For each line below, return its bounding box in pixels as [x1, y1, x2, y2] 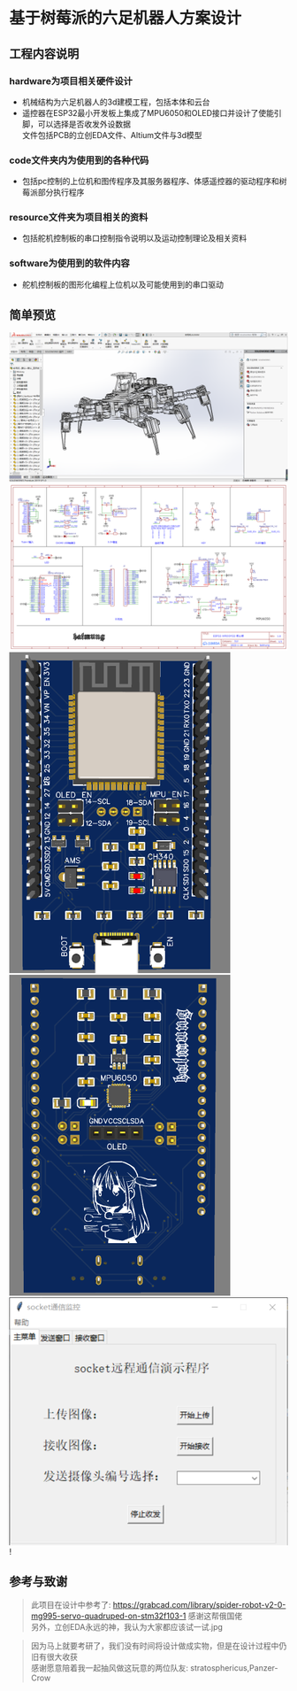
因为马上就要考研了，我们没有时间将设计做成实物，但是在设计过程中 [30, 1640, 279, 1651]
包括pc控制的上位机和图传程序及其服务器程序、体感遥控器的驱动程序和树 [21, 176, 287, 187]
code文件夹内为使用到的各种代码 [9, 154, 149, 166]
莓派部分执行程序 [21, 187, 85, 197]
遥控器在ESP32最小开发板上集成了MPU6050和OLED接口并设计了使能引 [21, 107, 283, 118]
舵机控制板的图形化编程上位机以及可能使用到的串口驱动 [21, 279, 224, 290]
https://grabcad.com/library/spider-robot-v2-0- [112, 1599, 286, 1610]
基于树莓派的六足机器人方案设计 [9, 8, 242, 28]
